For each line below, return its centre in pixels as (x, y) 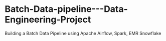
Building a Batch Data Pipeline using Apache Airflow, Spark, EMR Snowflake (83, 33)
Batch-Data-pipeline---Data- (66, 9)
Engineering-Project (48, 20)
